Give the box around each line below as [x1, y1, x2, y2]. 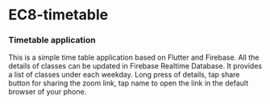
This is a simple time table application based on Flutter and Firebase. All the [8, 52, 260, 62]
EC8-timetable [8, 6, 109, 24]
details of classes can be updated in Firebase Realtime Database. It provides [8, 61, 263, 71]
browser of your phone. [8, 87, 87, 97]
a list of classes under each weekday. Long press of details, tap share [8, 70, 240, 80]
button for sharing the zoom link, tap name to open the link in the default [8, 78, 248, 88]
